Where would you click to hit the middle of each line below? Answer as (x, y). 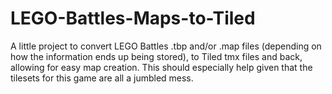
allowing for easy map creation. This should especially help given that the (161, 67)
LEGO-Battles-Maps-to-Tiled (133, 18)
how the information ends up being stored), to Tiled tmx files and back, (156, 56)
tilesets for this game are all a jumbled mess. (102, 78)
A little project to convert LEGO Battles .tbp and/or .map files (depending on (166, 46)
